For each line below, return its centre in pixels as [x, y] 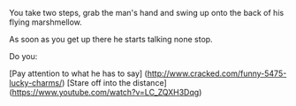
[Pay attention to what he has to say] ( [78, 73]
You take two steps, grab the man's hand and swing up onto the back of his [147, 13]
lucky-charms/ [36, 83]
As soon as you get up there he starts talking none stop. [111, 39]
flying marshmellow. [46, 22]
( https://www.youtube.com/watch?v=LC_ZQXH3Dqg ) [106, 92]
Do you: [23, 56]
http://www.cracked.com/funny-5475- [217, 73]
